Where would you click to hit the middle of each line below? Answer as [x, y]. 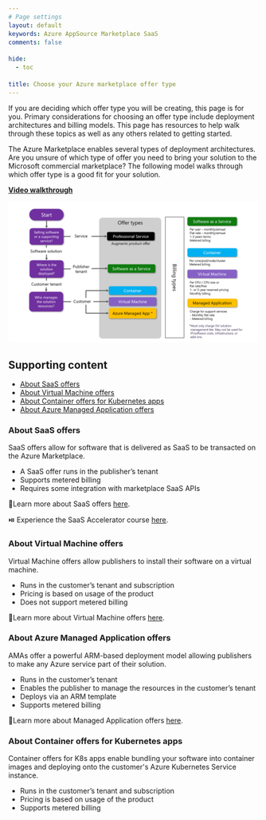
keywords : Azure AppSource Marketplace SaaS [83, 34]
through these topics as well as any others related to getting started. [120, 133]
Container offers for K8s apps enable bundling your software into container [131, 759]
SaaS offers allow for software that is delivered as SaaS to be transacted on [132, 448]
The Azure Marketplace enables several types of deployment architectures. [132, 149]
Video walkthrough [41, 190]
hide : [17, 59]
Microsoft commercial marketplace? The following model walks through [125, 166]
